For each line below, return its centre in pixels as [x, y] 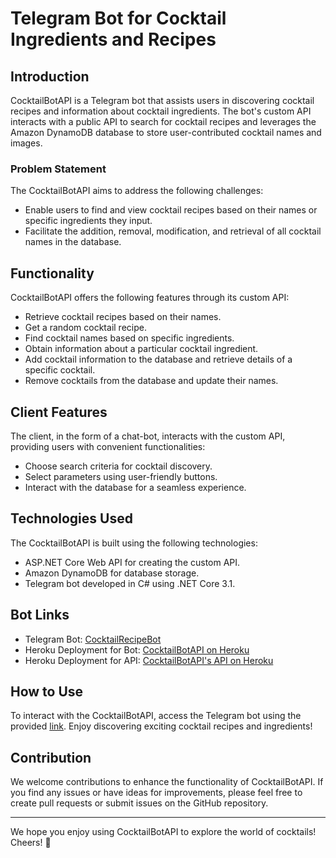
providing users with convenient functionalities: [108, 446]
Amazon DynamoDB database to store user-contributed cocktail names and [166, 132]
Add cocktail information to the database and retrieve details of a [158, 359]
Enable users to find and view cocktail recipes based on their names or [171, 210]
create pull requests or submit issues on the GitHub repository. [139, 803]
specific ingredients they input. [88, 221]
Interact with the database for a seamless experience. [135, 487]
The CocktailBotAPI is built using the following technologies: [134, 543]
